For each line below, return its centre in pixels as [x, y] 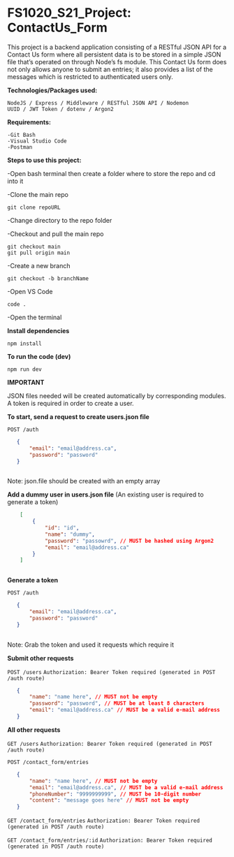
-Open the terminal [35, 317]
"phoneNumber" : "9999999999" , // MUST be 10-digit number [115, 794]
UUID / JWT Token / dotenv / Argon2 [60, 109]
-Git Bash [22, 135]
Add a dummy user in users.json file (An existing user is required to [105, 495]
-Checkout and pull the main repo [56, 234]
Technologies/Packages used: [52, 90]
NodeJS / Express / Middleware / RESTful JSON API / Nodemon [98, 103]
